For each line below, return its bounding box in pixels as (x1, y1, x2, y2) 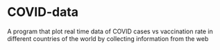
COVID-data (7, 4, 78, 20)
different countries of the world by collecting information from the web (7, 34, 209, 42)
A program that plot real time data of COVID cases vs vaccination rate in (7, 27, 213, 35)
